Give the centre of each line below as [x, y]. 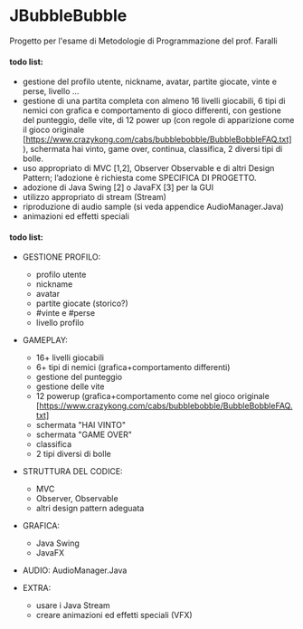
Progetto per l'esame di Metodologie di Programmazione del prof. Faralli [143, 41]
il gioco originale [53, 130]
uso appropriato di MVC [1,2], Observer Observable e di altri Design [148, 168]
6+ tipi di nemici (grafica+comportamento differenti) [133, 367]
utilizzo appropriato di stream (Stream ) [95, 197]
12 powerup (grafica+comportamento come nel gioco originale [152, 396]
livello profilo [60, 323]
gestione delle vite [70, 386]
